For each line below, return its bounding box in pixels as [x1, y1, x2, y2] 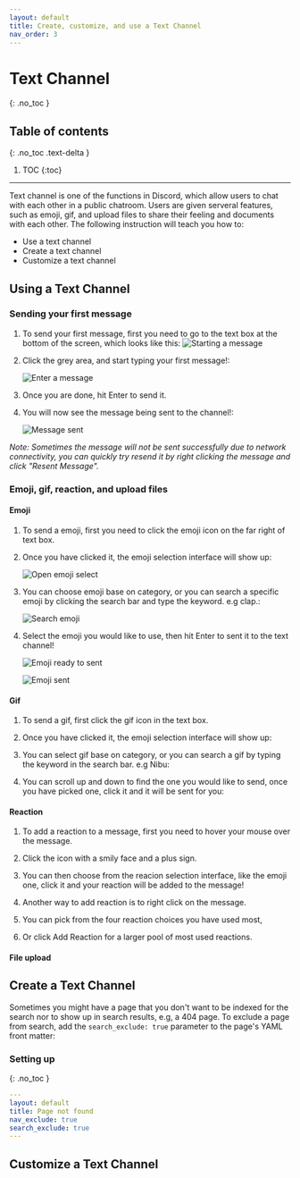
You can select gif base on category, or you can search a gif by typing [21, 750, 281, 761]
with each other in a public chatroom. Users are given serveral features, [9, 200, 274, 211]
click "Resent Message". [9, 460, 99, 471]
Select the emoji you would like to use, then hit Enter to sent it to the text [21, 630, 288, 641]
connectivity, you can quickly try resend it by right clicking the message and [9, 450, 291, 461]
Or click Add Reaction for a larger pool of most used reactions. [21, 931, 253, 943]
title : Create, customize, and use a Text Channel [9, 21, 202, 30]
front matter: [9, 1030, 56, 1041]
